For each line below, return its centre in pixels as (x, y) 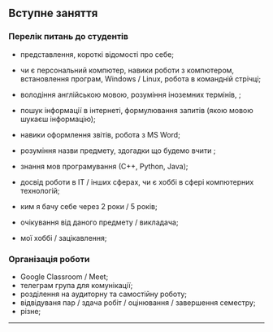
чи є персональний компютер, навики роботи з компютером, (127, 70)
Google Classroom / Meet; (64, 277)
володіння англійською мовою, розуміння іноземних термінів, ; (130, 94)
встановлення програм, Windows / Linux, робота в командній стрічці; (141, 79)
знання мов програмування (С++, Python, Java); (104, 166)
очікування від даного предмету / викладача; (99, 222)
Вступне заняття (53, 13)
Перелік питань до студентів (68, 37)
